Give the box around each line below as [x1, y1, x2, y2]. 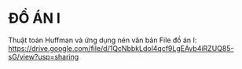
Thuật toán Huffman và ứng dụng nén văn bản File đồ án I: [8, 35, 197, 45]
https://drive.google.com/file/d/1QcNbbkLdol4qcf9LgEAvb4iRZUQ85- [8, 43, 234, 53]
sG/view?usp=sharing [8, 52, 79, 61]
